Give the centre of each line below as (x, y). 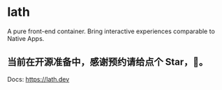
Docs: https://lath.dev (38, 79)
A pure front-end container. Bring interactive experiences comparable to (111, 31)
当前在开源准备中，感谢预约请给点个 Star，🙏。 (108, 62)
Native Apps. (26, 38)
